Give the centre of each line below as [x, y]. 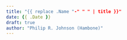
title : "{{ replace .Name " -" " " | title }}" [64, 11]
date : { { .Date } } [28, 17]
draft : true [20, 22]
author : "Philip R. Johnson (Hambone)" [55, 28]
